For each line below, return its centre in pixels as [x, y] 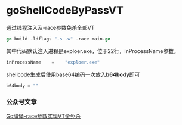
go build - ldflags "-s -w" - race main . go [58, 39]
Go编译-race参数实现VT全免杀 [44, 116]
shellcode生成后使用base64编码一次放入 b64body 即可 [73, 74]
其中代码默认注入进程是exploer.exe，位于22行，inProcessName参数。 [92, 51]
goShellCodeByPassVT [65, 10]
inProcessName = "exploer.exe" [53, 62]
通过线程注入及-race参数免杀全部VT [50, 27]
